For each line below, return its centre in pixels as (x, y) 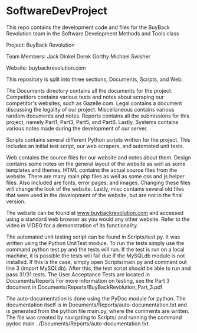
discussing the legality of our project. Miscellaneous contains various (90, 109)
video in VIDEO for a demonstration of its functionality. (72, 225)
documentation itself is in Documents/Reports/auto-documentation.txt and (97, 305)
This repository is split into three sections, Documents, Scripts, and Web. (95, 79)
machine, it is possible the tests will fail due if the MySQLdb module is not (96, 256)
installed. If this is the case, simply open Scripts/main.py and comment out (96, 262)
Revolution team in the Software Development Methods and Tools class (93, 33)
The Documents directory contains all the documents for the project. (89, 90)
